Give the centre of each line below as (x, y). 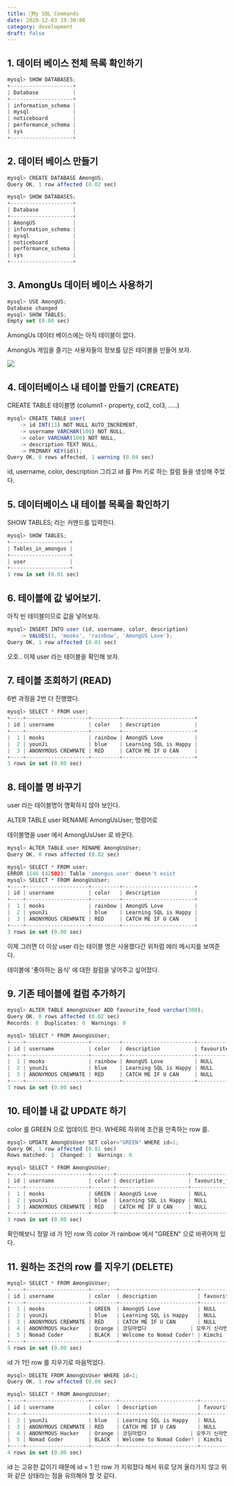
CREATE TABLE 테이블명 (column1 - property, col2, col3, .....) (93, 406)
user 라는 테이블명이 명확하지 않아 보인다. (64, 805)
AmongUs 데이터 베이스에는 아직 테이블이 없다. (71, 335)
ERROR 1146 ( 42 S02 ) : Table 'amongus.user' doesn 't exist (92, 873)
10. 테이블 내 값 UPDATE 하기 (67, 1111)
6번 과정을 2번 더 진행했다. (44, 698)
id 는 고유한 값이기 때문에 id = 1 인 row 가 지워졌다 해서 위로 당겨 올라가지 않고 (114, 1467)
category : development (40, 26)
